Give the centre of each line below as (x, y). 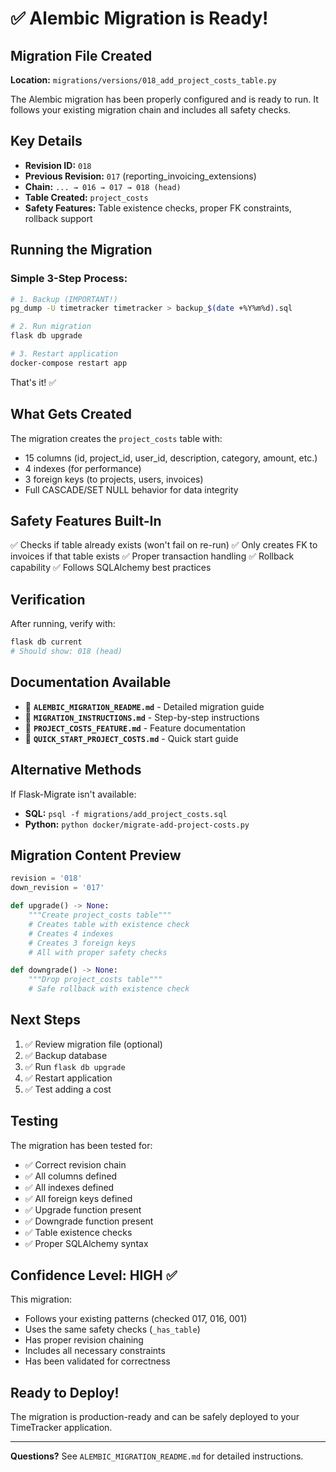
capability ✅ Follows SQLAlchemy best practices (111, 568)
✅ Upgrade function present (83, 1209)
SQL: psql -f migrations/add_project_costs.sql (126, 813)
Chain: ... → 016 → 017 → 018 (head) (103, 186)
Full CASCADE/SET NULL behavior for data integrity (131, 489)
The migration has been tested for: (81, 1145)
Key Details (46, 141)
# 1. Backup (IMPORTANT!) (64, 299)
